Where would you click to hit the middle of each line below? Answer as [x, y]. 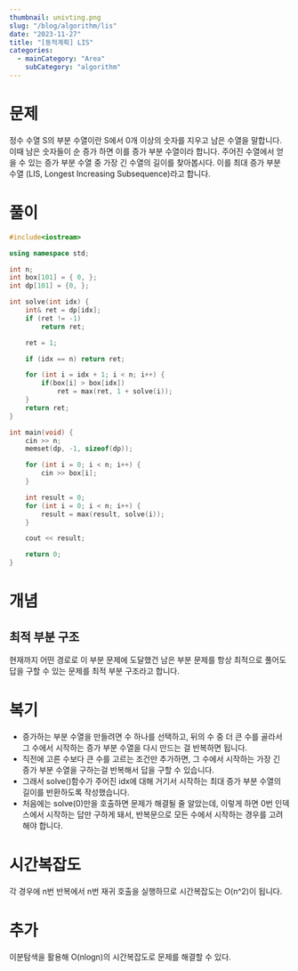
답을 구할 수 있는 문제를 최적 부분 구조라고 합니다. [95, 671]
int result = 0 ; [56, 498]
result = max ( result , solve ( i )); [103, 514]
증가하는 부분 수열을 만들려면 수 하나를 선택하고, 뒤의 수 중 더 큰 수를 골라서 [152, 736]
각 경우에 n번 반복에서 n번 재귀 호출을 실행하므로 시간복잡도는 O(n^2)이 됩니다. [146, 891]
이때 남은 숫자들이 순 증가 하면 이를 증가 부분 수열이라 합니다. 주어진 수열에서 [142, 151]
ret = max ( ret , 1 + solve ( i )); [115, 392]
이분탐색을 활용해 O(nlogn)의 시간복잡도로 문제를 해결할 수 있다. [120, 957]
